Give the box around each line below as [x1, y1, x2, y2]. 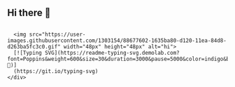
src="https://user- [29, 31, 86, 38]
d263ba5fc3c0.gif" [7, 43, 61, 50]
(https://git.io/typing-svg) [13, 67, 99, 74]
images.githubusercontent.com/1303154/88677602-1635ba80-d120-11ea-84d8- [7, 36, 227, 44]
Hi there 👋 [7, 7, 51, 19]
